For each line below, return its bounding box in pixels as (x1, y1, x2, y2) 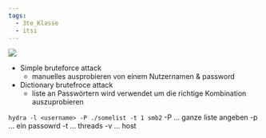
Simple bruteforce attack (19, 63, 102, 73)
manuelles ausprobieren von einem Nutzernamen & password (31, 72, 236, 81)
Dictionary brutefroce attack (19, 81, 113, 90)
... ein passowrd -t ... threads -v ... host (8, 121, 137, 131)
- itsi (15, 26, 38, 34)
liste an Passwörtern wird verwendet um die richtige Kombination (31, 89, 247, 98)
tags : (8, 11, 26, 20)
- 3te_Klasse (15, 19, 59, 27)
